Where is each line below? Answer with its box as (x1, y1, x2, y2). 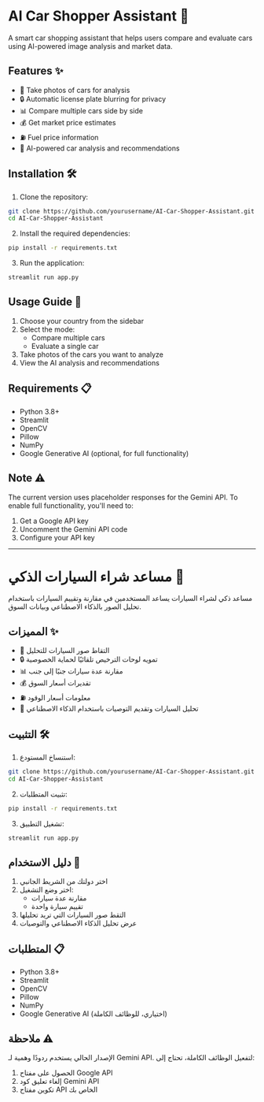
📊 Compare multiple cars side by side (19, 106, 144, 115)
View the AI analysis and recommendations (19, 358, 159, 367)
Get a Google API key (19, 516, 89, 525)
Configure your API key (19, 532, 96, 542)
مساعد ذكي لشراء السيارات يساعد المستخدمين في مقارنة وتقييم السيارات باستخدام (8, 594, 253, 603)
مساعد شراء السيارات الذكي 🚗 (8, 567, 185, 585)
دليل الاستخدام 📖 (8, 855, 81, 869)
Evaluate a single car (31, 341, 99, 351)
